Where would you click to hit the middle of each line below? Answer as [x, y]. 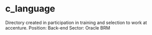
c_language [30, 9]
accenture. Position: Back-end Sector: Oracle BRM [58, 27]
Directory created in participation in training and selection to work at [76, 22]
